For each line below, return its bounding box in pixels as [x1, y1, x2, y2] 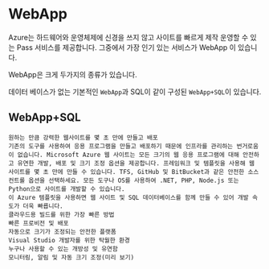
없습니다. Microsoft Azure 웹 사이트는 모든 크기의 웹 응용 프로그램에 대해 [17, 151, 239, 159]
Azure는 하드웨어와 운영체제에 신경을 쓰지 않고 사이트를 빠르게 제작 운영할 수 [8, 32, 249, 42]
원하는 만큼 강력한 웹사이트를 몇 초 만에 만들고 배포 [8, 134, 158, 142]
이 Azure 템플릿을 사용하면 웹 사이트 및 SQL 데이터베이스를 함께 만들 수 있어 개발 [8, 193, 249, 201]
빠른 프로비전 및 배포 [8, 219, 69, 227]
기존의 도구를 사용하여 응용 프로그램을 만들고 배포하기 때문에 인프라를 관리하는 [8, 142, 234, 150]
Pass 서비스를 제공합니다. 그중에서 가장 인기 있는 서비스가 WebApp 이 [16, 42, 237, 52]
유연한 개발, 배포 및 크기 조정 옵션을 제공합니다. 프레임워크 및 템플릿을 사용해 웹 [17, 159, 255, 168]
